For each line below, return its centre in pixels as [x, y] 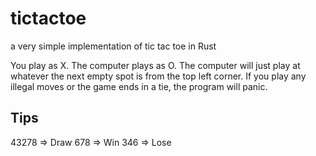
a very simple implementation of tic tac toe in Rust [113, 46]
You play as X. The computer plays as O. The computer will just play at [155, 65]
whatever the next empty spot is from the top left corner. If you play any [158, 76]
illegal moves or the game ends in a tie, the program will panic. [139, 86]
